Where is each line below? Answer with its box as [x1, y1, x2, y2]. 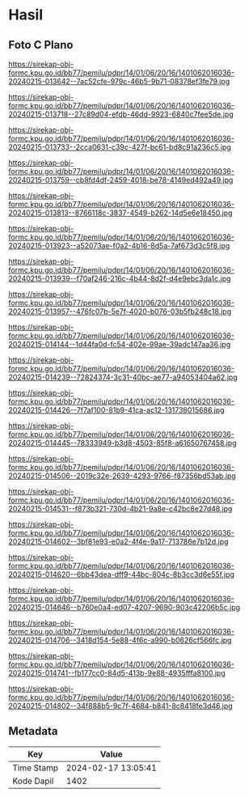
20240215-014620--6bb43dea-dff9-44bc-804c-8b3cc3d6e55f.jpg [8, 570, 234, 579]
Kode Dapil [12, 775, 54, 786]
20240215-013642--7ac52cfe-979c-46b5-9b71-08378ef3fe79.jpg [8, 77, 230, 86]
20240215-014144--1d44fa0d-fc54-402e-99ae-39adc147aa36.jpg [8, 340, 231, 349]
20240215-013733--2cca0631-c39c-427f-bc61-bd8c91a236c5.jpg [8, 142, 232, 151]
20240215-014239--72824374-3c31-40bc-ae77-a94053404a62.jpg [8, 372, 238, 382]
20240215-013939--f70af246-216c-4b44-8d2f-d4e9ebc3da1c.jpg [8, 273, 231, 283]
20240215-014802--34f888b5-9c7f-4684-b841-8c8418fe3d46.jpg [8, 702, 233, 710]
